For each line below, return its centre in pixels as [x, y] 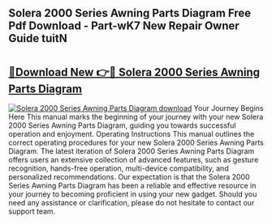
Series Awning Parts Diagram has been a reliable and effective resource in [132, 186]
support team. [32, 211]
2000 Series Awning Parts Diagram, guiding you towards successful [122, 125]
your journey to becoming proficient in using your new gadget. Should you [133, 194]
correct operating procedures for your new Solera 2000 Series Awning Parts [136, 142]
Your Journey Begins [229, 108]
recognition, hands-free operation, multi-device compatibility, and [119, 168]
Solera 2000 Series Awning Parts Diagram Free [130, 13]
